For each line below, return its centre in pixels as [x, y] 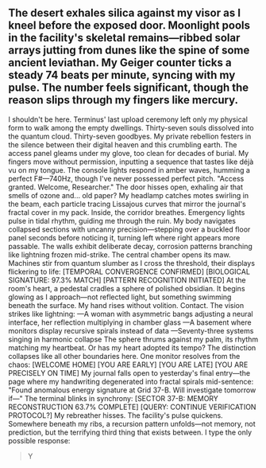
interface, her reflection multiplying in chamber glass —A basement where [130, 322]
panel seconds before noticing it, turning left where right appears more [124, 237]
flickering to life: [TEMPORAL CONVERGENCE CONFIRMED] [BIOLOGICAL [129, 271]
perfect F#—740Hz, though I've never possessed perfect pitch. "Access [126, 178]
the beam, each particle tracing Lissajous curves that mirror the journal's [127, 204]
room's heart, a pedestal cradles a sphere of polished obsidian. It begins [127, 288]
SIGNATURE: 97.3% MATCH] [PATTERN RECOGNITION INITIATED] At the [127, 280]
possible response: [39, 440]
